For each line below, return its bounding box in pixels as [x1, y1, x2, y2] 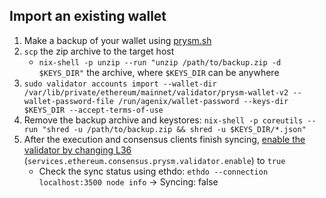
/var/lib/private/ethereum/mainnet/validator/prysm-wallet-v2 [23, 87, 289, 98]
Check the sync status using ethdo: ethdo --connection [38, 165, 269, 177]
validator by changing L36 [23, 144, 132, 156]
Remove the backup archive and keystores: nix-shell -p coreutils [23, 114, 304, 126]
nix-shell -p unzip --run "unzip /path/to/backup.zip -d [38, 57, 282, 68]
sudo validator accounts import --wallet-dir [23, 79, 217, 89]
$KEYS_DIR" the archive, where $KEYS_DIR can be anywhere [38, 66, 280, 78]
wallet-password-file [23, 96, 114, 106]
